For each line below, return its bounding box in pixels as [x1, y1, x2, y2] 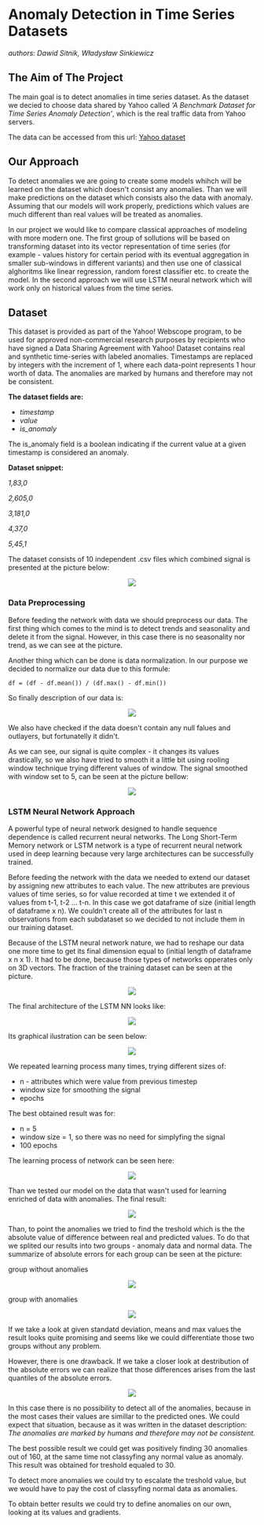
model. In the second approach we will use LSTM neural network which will [8, 275, 253, 284]
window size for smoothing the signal [19, 1084, 141, 1095]
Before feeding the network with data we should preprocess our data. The [8, 615, 248, 625]
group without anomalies [8, 1265, 89, 1274]
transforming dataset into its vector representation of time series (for [8, 242, 230, 251]
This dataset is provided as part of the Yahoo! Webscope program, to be [8, 327, 242, 336]
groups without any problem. [8, 1341, 102, 1350]
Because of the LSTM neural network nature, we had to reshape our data [8, 938, 245, 947]
